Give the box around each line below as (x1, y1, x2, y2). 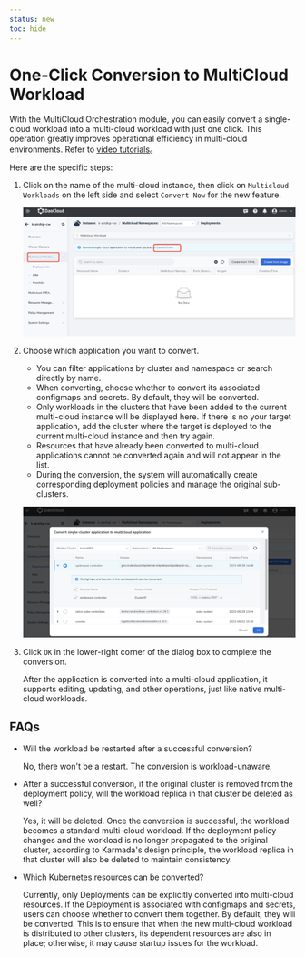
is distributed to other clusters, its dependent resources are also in (22, 928, 271, 939)
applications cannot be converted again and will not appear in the (35, 450, 281, 461)
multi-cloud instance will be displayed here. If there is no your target (35, 411, 292, 422)
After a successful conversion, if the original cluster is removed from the (22, 779, 293, 790)
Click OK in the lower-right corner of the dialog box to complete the (22, 646, 271, 657)
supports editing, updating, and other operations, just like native (22, 683, 262, 694)
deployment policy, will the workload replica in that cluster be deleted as (22, 788, 293, 800)
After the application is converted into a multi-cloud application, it (22, 673, 268, 684)
